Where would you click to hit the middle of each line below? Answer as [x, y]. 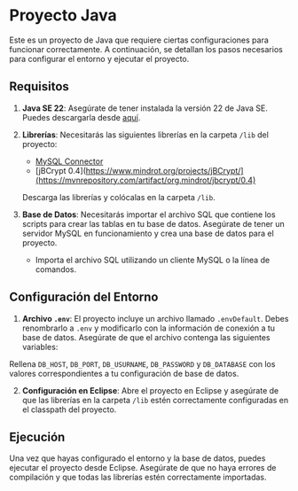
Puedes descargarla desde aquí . [81, 117]
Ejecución [37, 436]
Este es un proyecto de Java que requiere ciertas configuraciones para [139, 40]
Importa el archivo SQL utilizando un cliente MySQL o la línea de [153, 260]
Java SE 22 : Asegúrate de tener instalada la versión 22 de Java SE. [145, 108]
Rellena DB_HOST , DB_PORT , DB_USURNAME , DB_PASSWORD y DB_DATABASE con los [142, 363]
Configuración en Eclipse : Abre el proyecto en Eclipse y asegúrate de [150, 390]
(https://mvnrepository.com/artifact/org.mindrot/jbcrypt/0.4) [145, 180]
